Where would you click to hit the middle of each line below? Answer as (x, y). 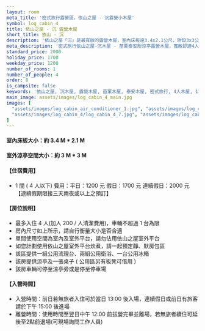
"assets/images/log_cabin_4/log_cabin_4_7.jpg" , (75, 114)
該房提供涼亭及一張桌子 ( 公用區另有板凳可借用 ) (75, 261)
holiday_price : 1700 (33, 58)
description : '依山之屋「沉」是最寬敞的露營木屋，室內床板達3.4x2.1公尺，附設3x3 (100, 40)
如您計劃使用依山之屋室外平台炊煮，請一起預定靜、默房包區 (90, 246)
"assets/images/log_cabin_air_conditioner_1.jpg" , (77, 109)
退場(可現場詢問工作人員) (71, 322)
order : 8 (17, 80)
